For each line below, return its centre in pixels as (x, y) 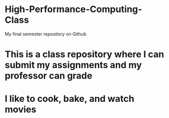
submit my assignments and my (73, 65)
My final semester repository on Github (46, 34)
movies (21, 110)
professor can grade (48, 76)
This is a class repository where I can (84, 54)
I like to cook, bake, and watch (70, 99)
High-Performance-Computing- (74, 9)
